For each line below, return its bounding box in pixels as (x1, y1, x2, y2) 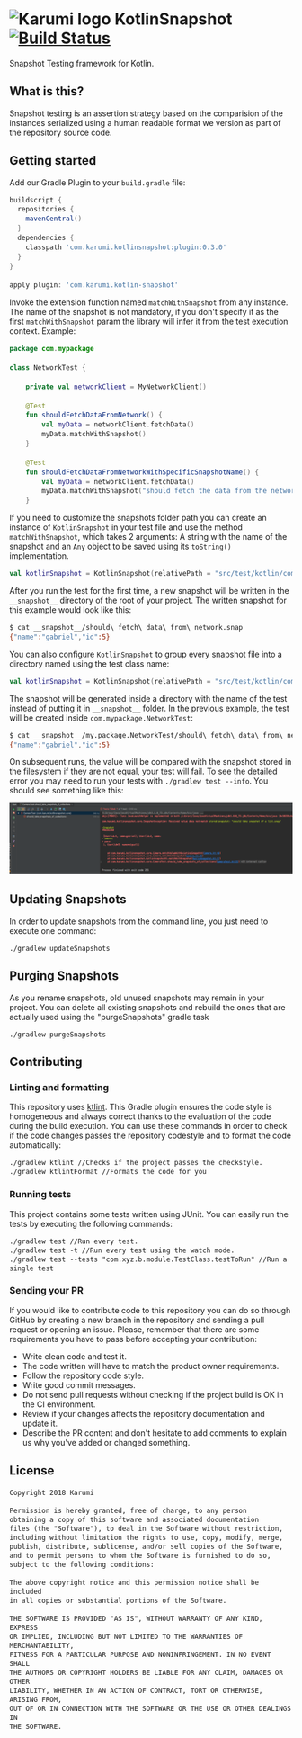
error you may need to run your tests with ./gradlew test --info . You (9, 775, 269, 786)
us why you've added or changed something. (22, 1437, 191, 1447)
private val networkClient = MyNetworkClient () (25, 382, 207, 391)
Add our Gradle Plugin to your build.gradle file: (9, 176, 186, 188)
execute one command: (9, 925, 97, 936)
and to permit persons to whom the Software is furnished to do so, (9, 1551, 271, 1560)
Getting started (9, 153, 97, 168)
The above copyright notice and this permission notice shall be (9, 1578, 259, 1587)
